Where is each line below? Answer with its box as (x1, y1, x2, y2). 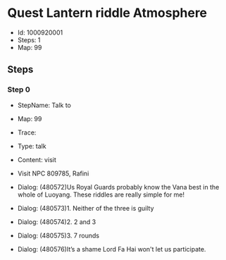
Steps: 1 (17, 35, 41, 44)
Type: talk (17, 142, 47, 150)
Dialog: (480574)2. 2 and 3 (17, 217, 96, 226)
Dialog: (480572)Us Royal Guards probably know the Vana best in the (17, 182, 220, 191)
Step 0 (7, 85, 30, 94)
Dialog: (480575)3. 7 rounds (17, 231, 100, 240)
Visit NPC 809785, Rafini (17, 169, 89, 178)
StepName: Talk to (17, 101, 72, 109)
